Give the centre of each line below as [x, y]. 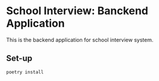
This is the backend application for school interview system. [80, 40]
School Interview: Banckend [77, 11]
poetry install [25, 72]
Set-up [19, 58]
